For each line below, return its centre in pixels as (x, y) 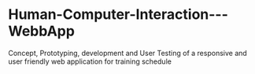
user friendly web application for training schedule (90, 61)
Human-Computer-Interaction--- (118, 15)
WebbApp (41, 31)
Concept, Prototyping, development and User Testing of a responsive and (128, 53)
